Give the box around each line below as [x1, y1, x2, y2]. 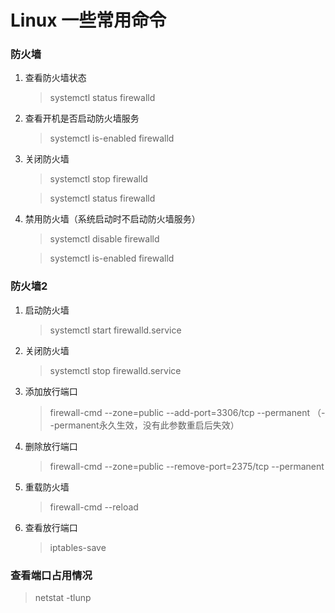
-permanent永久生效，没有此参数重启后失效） [49, 419, 240, 431]
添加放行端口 [24, 385, 78, 397]
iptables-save [49, 541, 107, 553]
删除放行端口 [24, 440, 78, 452]
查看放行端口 [24, 521, 78, 533]
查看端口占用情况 [10, 568, 93, 582]
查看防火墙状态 [24, 72, 87, 84]
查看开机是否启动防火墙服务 [24, 112, 140, 125]
